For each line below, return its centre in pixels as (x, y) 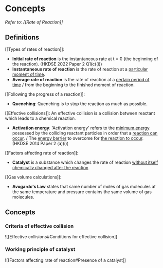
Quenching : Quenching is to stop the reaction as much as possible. (80, 104)
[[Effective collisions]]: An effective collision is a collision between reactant (80, 113)
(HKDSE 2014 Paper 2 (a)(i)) (40, 143)
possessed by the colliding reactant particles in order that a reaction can (85, 133)
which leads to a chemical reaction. (41, 118)
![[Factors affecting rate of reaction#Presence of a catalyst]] (65, 260)
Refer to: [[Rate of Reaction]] (34, 22)
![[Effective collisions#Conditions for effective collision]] (61, 237)
